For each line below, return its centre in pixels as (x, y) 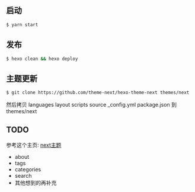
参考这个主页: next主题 (34, 145)
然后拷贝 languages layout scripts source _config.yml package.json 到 (91, 105)
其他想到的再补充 (36, 183)
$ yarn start (22, 25)
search (23, 175)
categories (28, 169)
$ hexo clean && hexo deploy (42, 59)
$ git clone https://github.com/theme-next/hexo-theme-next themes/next (98, 93)
